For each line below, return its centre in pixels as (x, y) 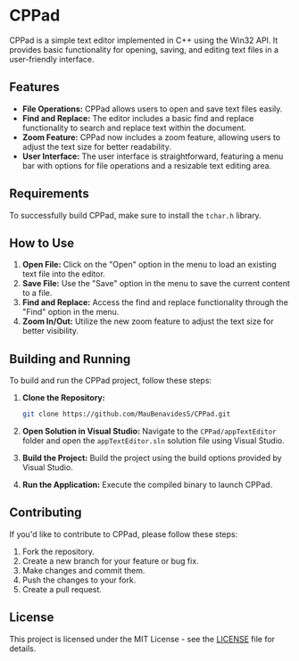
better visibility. (50, 331)
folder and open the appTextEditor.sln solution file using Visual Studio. (153, 441)
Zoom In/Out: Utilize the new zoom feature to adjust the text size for (148, 321)
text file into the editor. (63, 274)
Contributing (46, 512)
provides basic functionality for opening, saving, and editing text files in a (144, 49)
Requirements (49, 194)
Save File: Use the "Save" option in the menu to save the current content (156, 284)
